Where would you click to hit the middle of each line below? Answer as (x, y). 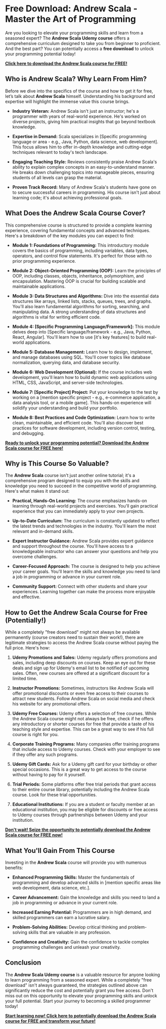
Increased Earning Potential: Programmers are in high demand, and (82, 912)
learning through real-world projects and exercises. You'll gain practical (85, 506)
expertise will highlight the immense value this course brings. (67, 101)
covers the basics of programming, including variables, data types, (80, 250)
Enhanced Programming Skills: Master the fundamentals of (73, 877)
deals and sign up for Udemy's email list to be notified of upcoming (81, 668)
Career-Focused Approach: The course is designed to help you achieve (86, 566)
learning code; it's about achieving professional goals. (67, 197)
